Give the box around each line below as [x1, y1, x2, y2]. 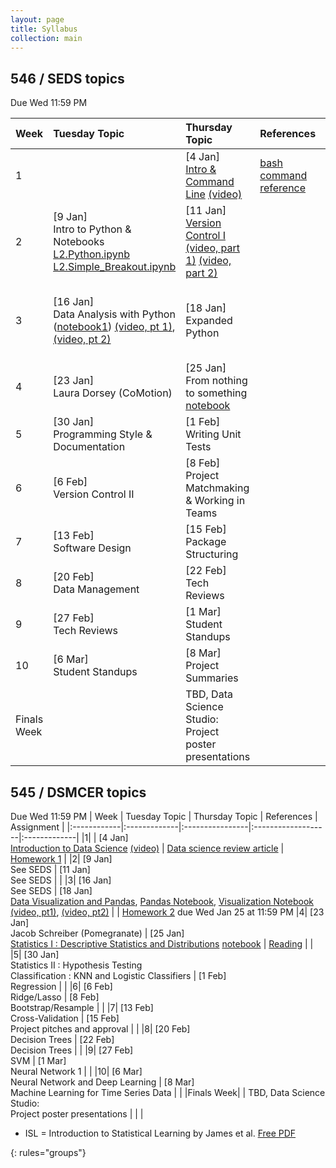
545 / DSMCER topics [10, 784, 147, 801]
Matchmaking [185, 481, 250, 495]
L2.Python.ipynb [53, 247, 130, 261]
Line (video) [185, 187, 243, 201]
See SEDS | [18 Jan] [10, 885, 93, 896]
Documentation [53, 440, 126, 454]
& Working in [185, 494, 246, 508]
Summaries [185, 671, 239, 685]
